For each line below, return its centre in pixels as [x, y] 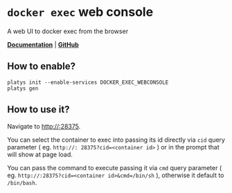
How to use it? [38, 110]
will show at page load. [40, 154]
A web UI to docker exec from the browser [68, 31]
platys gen [23, 88]
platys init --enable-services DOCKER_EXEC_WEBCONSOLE [88, 82]
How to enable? [42, 66]
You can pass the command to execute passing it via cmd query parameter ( [115, 167]
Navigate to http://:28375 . [44, 126]
